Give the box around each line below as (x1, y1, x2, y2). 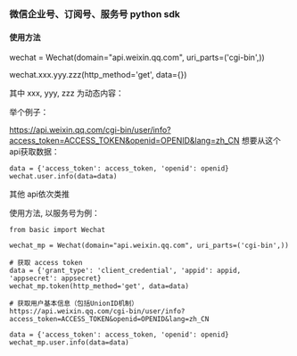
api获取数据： (9, 146, 60, 157)
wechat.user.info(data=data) (9, 172, 118, 181)
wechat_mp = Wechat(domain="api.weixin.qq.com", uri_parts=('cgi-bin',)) (9, 241, 290, 251)
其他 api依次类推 (9, 189, 70, 200)
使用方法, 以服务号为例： (9, 208, 100, 219)
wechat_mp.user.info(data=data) (9, 338, 129, 347)
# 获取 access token (9, 259, 83, 268)
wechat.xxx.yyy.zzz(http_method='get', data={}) (9, 70, 187, 80)
